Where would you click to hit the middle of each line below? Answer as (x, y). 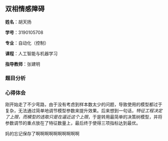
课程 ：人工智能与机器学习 (31, 53)
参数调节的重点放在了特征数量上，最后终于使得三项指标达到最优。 (73, 123)
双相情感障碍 (25, 9)
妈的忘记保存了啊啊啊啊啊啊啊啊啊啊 (42, 134)
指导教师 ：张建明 (23, 64)
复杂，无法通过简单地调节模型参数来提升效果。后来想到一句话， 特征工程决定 (84, 111)
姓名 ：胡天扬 (18, 22)
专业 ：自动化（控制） (27, 43)
